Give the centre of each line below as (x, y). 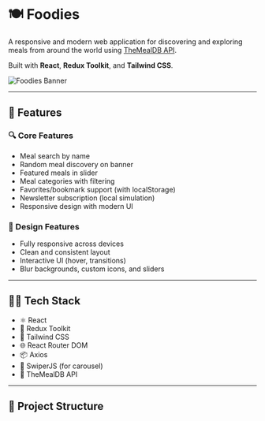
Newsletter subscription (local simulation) (87, 198)
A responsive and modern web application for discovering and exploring (125, 41)
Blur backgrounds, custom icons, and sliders (92, 269)
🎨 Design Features (44, 226)
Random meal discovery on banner (77, 164)
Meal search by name (55, 156)
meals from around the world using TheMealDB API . (93, 50)
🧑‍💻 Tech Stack (45, 301)
